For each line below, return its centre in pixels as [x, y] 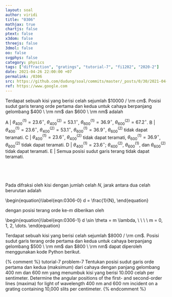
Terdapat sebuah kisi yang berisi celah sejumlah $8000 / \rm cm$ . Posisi [82, 236]
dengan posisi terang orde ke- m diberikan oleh [55, 211]
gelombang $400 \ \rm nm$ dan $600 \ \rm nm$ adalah [64, 111]
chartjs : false [21, 29]
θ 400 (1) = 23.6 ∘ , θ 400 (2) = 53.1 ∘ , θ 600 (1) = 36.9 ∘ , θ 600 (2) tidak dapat [77, 130]
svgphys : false [21, 58]
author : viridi [21, 15]
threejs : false [21, 43]
